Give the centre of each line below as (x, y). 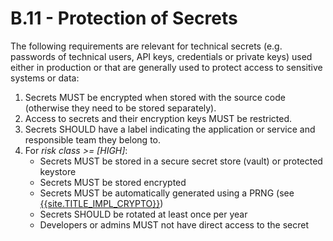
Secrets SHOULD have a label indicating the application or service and (170, 129)
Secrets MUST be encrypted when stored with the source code (155, 97)
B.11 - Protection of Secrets (124, 18)
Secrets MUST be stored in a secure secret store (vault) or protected (181, 161)
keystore (58, 171)
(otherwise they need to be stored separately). (120, 108)
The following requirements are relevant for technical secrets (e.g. (146, 46)
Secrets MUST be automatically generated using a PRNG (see (167, 193)
